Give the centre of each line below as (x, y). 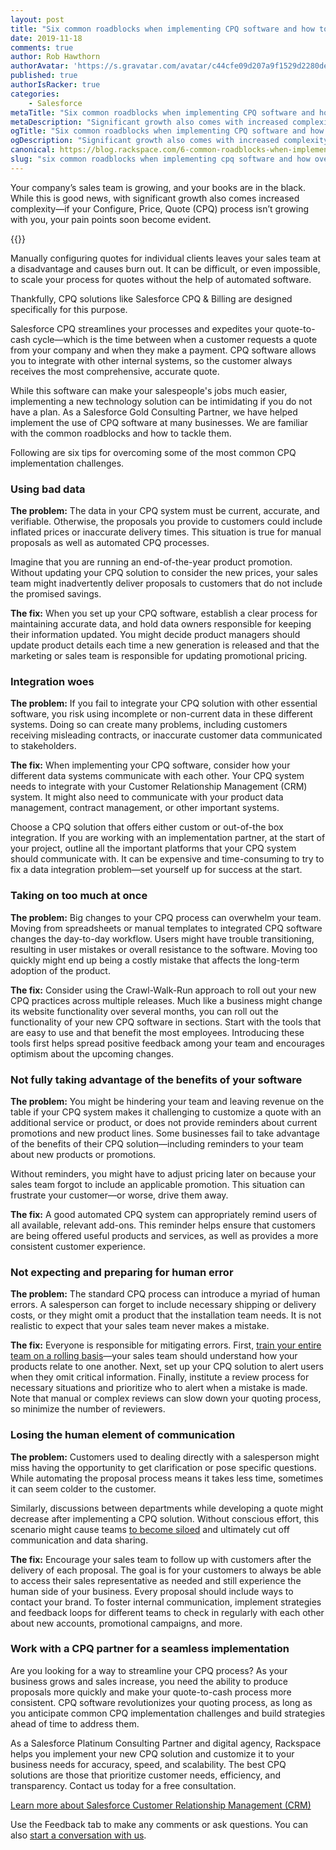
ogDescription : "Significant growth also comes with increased (145, 141)
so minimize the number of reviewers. (88, 1409)
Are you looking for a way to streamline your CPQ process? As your (149, 1670)
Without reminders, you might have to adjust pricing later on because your (163, 1173)
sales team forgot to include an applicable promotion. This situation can (157, 1184)
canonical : (33, 150)
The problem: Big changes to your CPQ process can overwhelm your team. (166, 917)
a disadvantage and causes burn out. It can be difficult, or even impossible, (165, 268)
